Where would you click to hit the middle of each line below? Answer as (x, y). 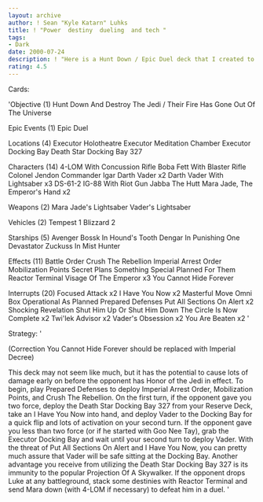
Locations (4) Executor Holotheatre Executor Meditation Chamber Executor (130, 143)
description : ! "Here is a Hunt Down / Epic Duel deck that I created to (131, 60)
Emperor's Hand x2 (39, 192)
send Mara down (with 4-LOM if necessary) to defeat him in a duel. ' (119, 489)
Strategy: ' (25, 333)
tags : (17, 37)
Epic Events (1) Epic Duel (48, 127)
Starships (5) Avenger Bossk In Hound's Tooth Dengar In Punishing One (124, 238)
